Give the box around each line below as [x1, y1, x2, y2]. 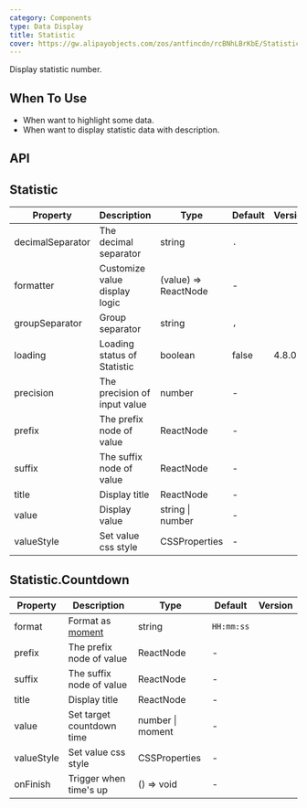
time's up [68, 783, 108, 796]
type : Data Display [9, 22, 84, 31]
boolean [159, 349, 196, 362]
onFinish [14, 778, 51, 791]
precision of [99, 387, 151, 399]
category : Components [9, 13, 92, 23]
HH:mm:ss [211, 622, 249, 632]
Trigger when [68, 772, 126, 785]
